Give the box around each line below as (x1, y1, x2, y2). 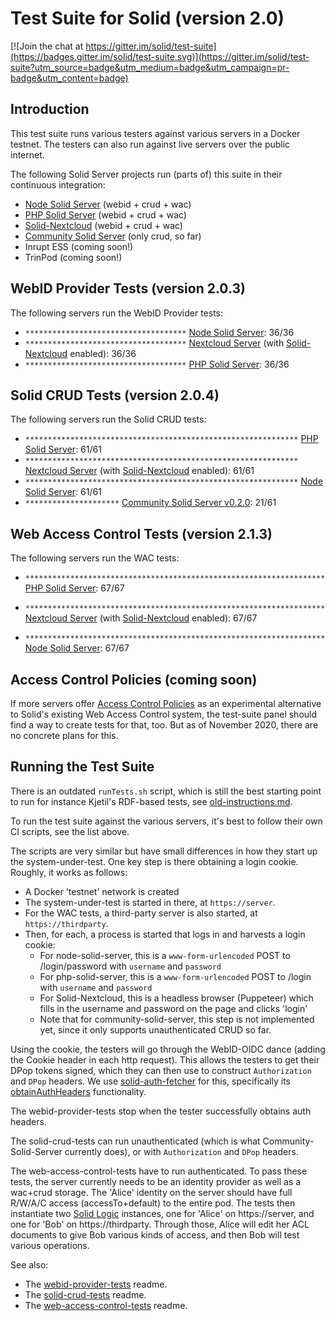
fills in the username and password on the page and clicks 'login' (39, 1002, 308, 1014)
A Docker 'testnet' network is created (24, 885, 180, 897)
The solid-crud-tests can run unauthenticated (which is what (10, 1135, 261, 1147)
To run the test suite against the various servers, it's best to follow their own (10, 815, 323, 827)
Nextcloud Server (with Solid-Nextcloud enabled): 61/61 (24, 465, 255, 477)
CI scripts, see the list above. (10, 825, 130, 837)
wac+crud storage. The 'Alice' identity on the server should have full (10, 1186, 293, 1198)
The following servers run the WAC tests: (10, 552, 180, 564)
